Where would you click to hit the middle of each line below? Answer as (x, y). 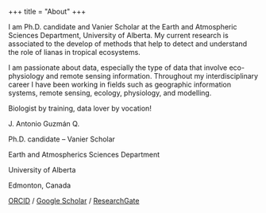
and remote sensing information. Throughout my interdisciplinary (152, 76)
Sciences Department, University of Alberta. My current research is (118, 35)
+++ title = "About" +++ (47, 12)
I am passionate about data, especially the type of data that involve (118, 68)
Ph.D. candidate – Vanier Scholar (62, 139)
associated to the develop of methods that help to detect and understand (128, 44)
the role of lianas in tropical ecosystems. (74, 52)
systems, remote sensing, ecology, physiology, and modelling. (110, 93)
